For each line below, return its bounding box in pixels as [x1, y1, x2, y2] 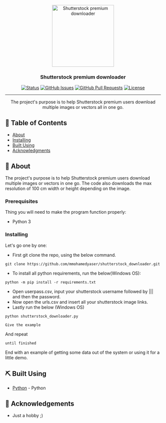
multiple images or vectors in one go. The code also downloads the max [5, 180, 152, 186]
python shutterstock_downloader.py [5, 314, 79, 319]
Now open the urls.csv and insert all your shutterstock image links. [12, 299, 148, 305]
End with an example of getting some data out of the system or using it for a [5, 349, 160, 355]
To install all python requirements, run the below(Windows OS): [12, 270, 141, 276]
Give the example [5, 322, 41, 328]
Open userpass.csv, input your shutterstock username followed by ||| [12, 288, 154, 294]
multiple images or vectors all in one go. [42, 104, 124, 110]
